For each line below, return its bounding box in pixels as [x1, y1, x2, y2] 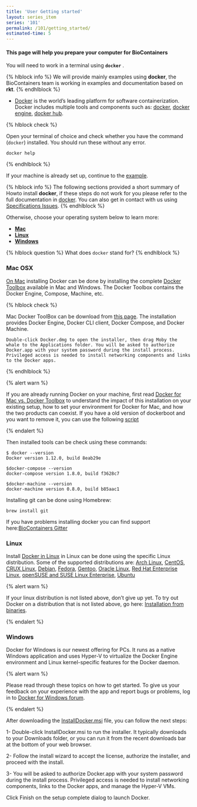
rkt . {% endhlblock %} [6, 86, 61, 93]
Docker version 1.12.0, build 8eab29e [6, 455, 101, 461]
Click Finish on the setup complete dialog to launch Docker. [6, 794, 150, 801]
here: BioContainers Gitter [6, 524, 68, 532]
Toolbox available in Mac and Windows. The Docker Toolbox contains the [6, 284, 184, 291]
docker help [6, 150, 35, 156]
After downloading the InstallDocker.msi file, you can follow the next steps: [6, 717, 187, 724]
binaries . [6, 606, 28, 614]
